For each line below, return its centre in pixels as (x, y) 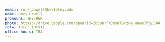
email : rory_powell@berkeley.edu (39, 9)
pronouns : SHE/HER (24, 18)
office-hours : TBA (24, 32)
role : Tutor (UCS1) (25, 28)
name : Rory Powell (24, 14)
